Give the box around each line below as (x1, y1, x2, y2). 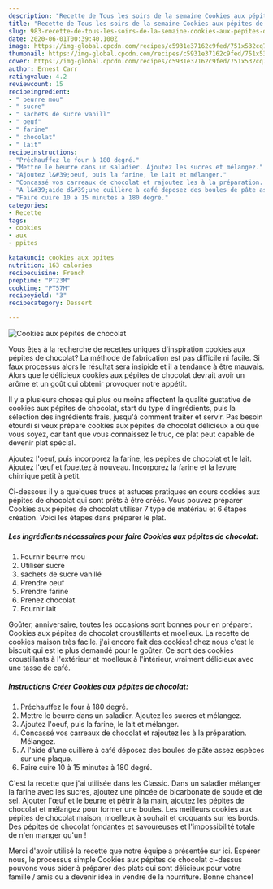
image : (8, 42, 31, 50)
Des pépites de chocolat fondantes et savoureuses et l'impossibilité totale (8, 821, 256, 831)
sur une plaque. (19, 754, 73, 764)
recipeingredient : (8, 87, 71, 96)
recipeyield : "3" (8, 291, 67, 300)
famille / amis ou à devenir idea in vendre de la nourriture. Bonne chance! (8, 872, 253, 882)
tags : (8, 217, 27, 225)
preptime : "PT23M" (8, 276, 71, 285)
